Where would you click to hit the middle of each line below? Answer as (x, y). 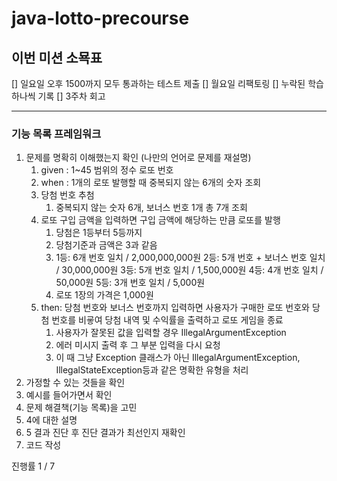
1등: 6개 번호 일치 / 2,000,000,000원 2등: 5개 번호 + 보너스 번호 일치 (190, 258)
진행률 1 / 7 (33, 466)
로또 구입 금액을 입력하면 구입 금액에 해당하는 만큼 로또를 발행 (160, 220)
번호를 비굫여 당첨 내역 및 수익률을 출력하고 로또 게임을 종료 (167, 320)
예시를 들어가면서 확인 (69, 395)
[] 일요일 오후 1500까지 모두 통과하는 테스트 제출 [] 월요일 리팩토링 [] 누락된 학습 (167, 83)
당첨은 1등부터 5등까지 (99, 233)
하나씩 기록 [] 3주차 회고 (58, 96)
